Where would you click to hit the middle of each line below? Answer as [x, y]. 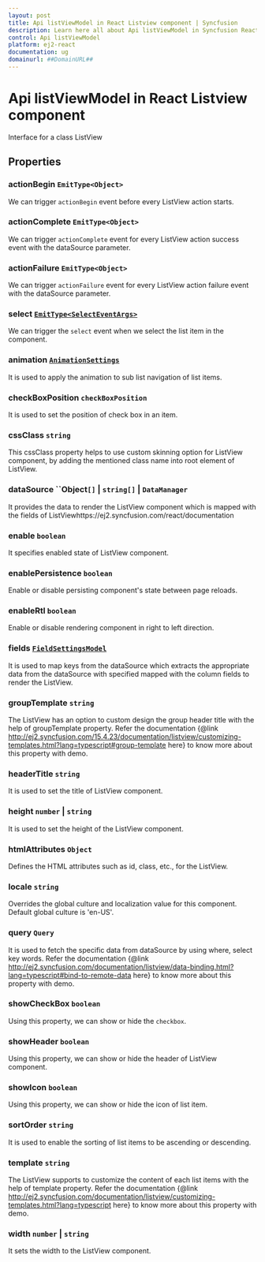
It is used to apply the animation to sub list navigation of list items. [115, 377]
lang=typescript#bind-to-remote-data [70, 975]
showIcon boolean [43, 1088]
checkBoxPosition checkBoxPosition [78, 398]
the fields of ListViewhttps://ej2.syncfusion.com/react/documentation [121, 515]
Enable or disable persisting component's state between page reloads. [123, 590]
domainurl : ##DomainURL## [50, 60]
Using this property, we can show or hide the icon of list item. [108, 1104]
